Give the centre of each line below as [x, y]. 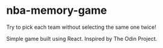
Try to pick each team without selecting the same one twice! [81, 27]
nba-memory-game [57, 10]
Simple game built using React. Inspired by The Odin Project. [82, 38]
